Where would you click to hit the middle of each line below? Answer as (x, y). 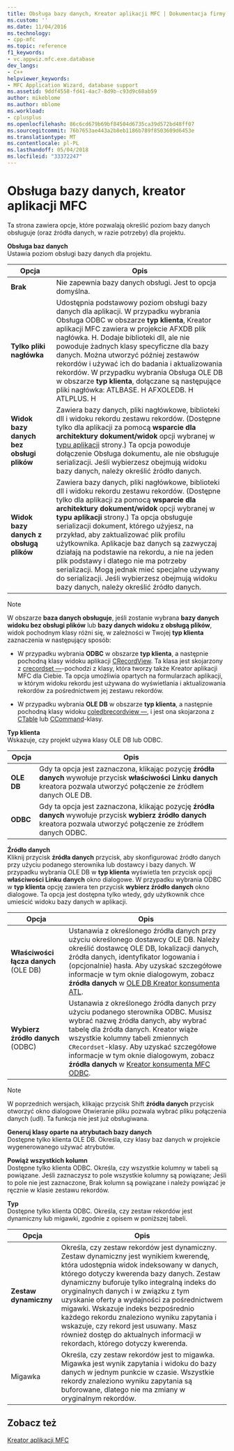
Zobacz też (32, 1423)
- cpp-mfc (22, 40)
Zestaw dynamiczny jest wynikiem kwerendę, (135, 1256)
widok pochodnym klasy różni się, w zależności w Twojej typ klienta (106, 632)
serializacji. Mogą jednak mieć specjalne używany (138, 570)
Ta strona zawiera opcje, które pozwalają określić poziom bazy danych (109, 225)
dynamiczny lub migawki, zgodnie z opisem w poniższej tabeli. (97, 1218)
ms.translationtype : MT (42, 137)
